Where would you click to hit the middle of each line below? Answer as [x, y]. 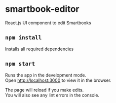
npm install [23, 38]
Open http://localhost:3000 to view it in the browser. [58, 80]
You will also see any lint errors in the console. [52, 95]
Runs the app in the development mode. [46, 75]
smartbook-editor [42, 9]
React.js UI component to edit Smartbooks [48, 23]
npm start [20, 64]
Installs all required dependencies [39, 49]
